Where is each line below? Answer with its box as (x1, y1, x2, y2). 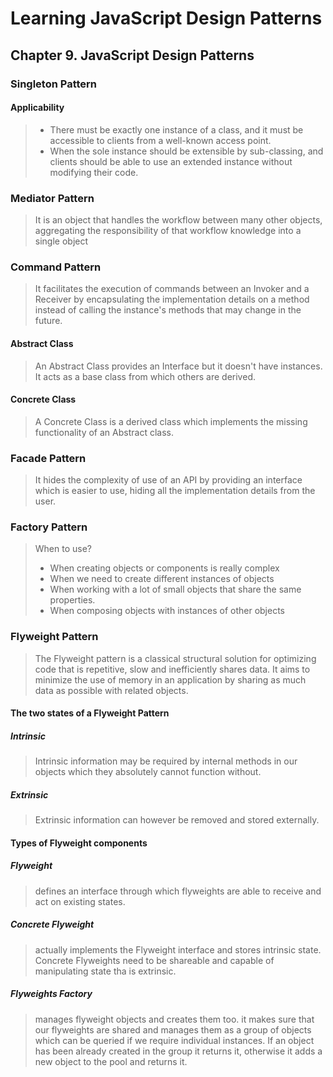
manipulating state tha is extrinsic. (34, 965, 177, 977)
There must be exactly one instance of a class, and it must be (49, 123, 304, 136)
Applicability (10, 102, 65, 114)
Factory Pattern (10, 520, 88, 534)
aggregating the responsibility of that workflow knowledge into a (34, 225, 302, 236)
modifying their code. (49, 166, 139, 178)
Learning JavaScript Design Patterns (10, 7, 323, 30)
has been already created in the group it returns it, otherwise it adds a (34, 1045, 323, 1057)
